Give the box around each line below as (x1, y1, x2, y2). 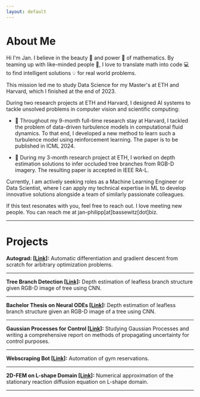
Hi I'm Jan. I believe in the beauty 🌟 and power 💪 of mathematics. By (6, 54, 174, 61)
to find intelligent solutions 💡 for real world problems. (6, 69, 136, 76)
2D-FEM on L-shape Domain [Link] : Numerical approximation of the (6, 371, 174, 379)
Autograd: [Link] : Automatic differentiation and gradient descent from (6, 254, 179, 262)
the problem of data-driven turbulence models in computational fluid (14, 123, 183, 130)
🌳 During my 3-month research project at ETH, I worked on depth (14, 154, 176, 161)
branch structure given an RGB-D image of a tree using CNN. (6, 308, 156, 315)
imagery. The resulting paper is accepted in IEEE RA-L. (14, 166, 149, 173)
